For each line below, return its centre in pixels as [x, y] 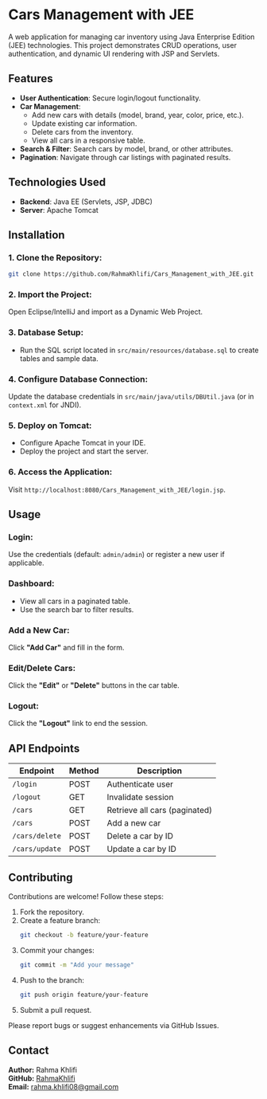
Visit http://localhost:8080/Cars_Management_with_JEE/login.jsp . [117, 489]
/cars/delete [37, 836]
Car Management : [50, 106]
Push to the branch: [52, 980]
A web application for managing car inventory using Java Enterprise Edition [132, 37]
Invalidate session [140, 797]
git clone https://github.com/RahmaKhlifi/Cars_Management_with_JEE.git [131, 274]
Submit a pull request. [56, 1010]
